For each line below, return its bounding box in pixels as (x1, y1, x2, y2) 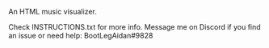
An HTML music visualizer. (8, 7, 97, 16)
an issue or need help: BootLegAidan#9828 (8, 31, 153, 40)
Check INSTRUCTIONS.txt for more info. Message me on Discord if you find (8, 22, 261, 31)
